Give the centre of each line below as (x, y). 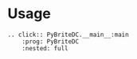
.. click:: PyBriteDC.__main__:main (68, 35)
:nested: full (45, 48)
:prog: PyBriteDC (51, 41)
